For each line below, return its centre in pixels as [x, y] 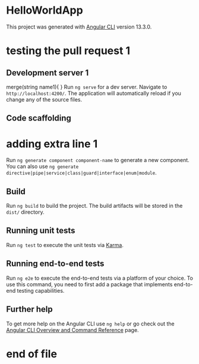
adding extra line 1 [52, 144]
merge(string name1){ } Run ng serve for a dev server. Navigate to [87, 87]
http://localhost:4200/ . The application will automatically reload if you [94, 93]
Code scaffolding [39, 118]
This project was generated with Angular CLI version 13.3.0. [79, 27]
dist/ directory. [25, 212]
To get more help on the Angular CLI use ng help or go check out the [90, 324]
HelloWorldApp [45, 10]
